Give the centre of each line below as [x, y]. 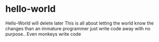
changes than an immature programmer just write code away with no [78, 28]
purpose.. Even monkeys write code [43, 34]
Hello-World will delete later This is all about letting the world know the [80, 23]
